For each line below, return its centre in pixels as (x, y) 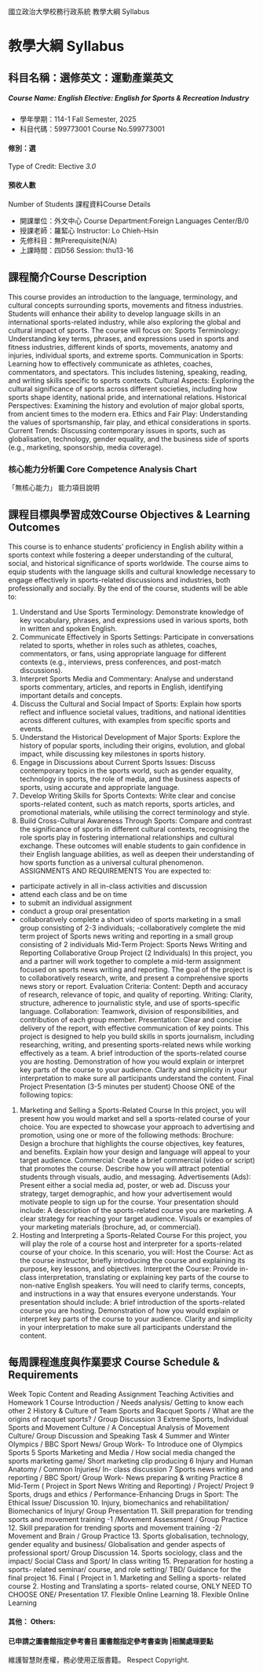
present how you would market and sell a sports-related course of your (135, 1118)
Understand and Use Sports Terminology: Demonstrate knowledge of (131, 612)
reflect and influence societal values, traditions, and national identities (133, 712)
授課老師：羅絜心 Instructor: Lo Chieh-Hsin (89, 230)
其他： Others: (32, 1622)
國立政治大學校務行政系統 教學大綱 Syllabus (79, 11)
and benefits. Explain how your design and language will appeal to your (135, 1152)
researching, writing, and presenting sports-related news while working (135, 1045)
